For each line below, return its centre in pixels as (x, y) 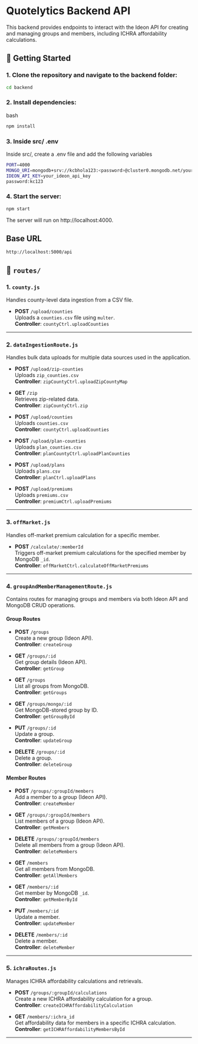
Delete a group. (33, 758)
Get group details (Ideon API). (51, 662)
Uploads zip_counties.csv (47, 375)
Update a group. (34, 734)
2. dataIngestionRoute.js (42, 345)
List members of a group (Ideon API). (60, 821)
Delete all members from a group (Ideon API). (70, 845)
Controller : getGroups (41, 692)
